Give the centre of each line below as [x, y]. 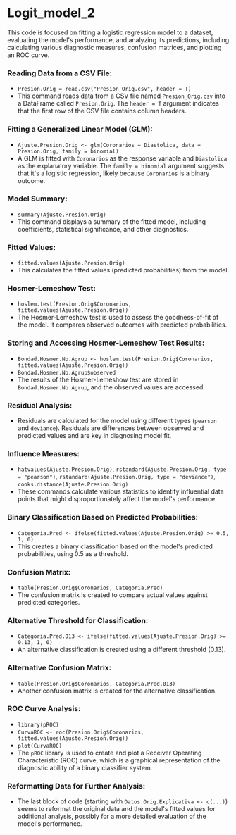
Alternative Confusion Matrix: [60, 668]
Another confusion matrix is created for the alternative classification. [117, 691]
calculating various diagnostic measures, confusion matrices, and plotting [114, 47]
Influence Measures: [43, 453]
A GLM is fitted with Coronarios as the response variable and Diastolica [122, 158]
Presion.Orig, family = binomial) [68, 151]
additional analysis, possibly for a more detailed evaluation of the [112, 816]
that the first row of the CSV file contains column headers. [102, 111]
